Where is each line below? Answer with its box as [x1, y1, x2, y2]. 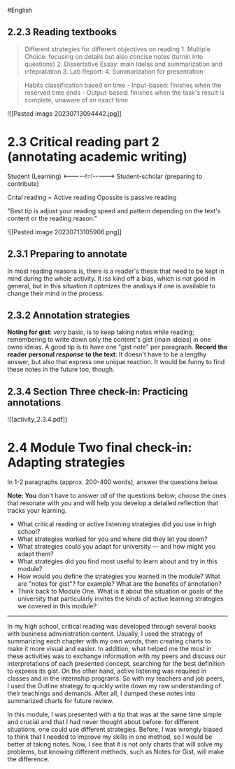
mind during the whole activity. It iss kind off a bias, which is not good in [7, 274, 215, 283]
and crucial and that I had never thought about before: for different [7, 718, 199, 726]
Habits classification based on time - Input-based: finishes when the [24, 81, 222, 89]
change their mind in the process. [7, 289, 104, 297]
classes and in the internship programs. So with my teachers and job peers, [7, 674, 225, 683]
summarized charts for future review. [7, 697, 114, 705]
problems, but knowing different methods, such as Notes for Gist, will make [7, 747, 225, 756]
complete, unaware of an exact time [24, 95, 128, 104]
